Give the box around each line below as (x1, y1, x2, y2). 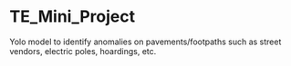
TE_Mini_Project (9, 6, 135, 27)
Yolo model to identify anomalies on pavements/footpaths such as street (9, 36, 282, 47)
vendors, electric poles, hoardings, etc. (9, 45, 157, 56)
